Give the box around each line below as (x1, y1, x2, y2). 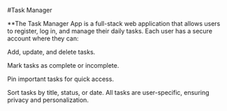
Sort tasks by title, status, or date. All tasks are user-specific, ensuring (7, 89, 210, 96)
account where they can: (7, 34, 79, 43)
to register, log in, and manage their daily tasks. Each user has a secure (7, 27, 213, 35)
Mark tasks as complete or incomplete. (7, 61, 119, 69)
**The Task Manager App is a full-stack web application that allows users (7, 20, 221, 27)
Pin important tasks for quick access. (7, 75, 114, 83)
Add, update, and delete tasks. (7, 48, 96, 56)
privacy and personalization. (7, 96, 89, 104)
